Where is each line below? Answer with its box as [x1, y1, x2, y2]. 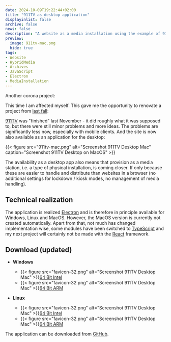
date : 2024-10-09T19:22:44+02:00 [5, 7, 76, 13]
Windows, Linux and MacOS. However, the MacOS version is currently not [5, 215, 161, 221]
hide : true [10, 45, 33, 50]
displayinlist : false [5, 17, 51, 22]
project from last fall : [5, 108, 49, 114]
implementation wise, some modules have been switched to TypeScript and [5, 225, 164, 231]
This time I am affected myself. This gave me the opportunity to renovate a [5, 102, 162, 109]
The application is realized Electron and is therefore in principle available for [5, 209, 164, 215]
